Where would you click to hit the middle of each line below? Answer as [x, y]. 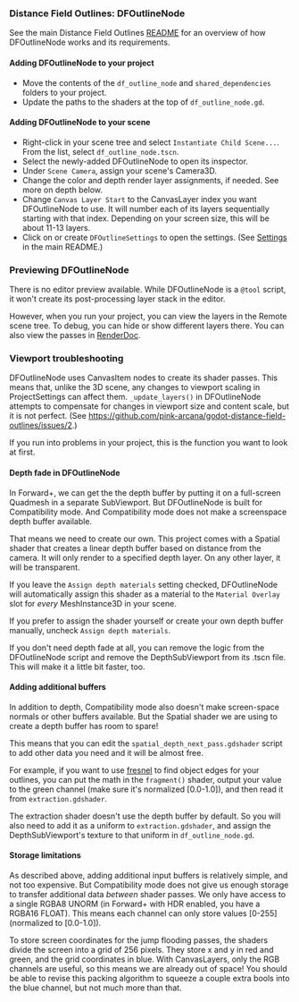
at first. [22, 452]
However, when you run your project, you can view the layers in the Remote [148, 316]
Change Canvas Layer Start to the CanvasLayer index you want [139, 199]
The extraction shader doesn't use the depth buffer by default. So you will [145, 816]
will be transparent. [45, 567]
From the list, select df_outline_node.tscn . [100, 151]
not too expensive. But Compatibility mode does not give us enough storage [149, 885]
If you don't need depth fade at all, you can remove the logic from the [137, 648]
